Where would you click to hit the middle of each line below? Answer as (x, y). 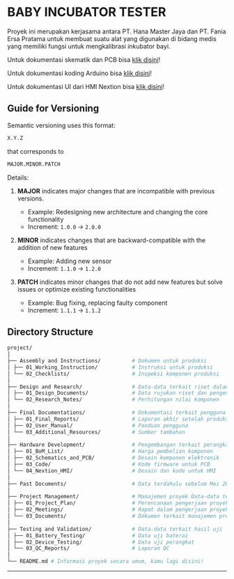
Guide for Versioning (53, 109)
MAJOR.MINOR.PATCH (34, 164)
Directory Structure (50, 332)
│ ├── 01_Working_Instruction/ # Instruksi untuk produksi (110, 367)
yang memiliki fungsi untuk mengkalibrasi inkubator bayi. (89, 46)
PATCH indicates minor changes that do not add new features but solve (120, 282)
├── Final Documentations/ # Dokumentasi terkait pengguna (117, 413)
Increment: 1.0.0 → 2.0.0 (64, 226)
